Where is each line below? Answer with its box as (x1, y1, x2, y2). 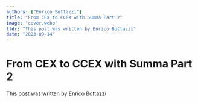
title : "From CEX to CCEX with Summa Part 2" (6, 14, 123, 20)
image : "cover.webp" (6, 20, 59, 26)
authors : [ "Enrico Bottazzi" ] (6, 8, 83, 15)
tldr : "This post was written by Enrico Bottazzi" (6, 25, 136, 32)
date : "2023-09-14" (6, 31, 56, 37)
